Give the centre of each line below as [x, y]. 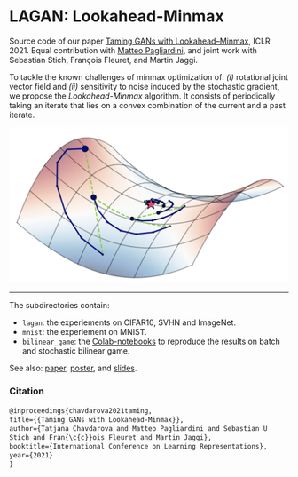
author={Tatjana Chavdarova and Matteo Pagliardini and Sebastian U [138, 428]
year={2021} [31, 455]
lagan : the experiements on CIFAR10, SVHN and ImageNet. [129, 322]
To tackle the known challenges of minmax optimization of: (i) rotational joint [149, 76]
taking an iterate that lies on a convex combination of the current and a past [148, 105]
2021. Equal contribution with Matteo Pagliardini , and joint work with [133, 50]
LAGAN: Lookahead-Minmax [117, 16]
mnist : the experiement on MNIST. [84, 332]
